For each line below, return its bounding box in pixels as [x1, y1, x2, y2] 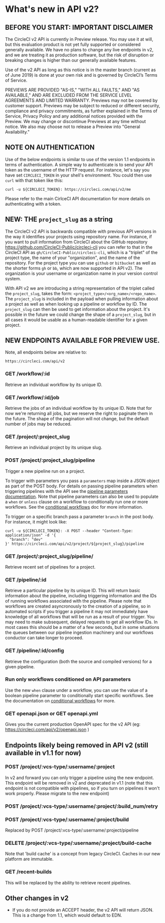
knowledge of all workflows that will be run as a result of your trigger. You [5, 614, 155, 620]
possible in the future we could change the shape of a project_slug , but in [5, 311, 156, 317]
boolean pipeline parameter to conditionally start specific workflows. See [5, 692, 154, 698]
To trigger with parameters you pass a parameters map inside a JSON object [5, 478, 160, 483]
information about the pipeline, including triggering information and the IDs [5, 593, 157, 599]
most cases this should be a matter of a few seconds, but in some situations [5, 624, 160, 630]
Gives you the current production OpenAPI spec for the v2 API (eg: [5, 721, 141, 727]
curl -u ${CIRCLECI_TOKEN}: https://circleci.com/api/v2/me [5, 187, 132, 192]
